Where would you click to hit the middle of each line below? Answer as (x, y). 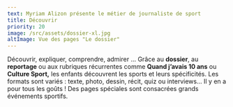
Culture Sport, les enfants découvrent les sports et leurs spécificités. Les (113, 74)
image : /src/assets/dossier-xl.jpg (59, 33)
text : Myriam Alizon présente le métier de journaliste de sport (104, 14)
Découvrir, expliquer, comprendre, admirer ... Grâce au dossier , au (103, 59)
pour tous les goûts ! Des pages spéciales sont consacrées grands (103, 89)
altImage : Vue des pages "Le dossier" (63, 40)
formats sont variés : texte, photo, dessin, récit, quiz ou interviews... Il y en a (117, 81)
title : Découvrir (32, 20)
